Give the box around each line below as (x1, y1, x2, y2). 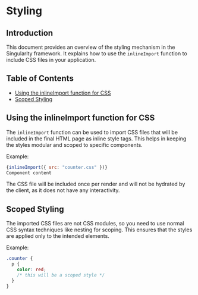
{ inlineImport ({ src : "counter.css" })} (6, 164, 108, 170)
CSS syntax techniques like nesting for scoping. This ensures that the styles (6, 226, 193, 233)
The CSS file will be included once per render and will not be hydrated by (6, 180, 186, 188)
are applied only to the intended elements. (6, 233, 110, 240)
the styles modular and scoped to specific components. (6, 141, 143, 148)
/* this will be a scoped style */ (17, 272, 105, 278)
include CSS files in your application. (6, 57, 96, 63)
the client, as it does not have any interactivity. (6, 187, 120, 194)
